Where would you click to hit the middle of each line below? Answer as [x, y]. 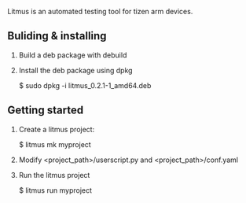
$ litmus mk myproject [55, 144]
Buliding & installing [57, 36]
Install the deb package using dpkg [75, 70]
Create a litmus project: [57, 129]
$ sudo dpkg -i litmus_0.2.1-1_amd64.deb [85, 85]
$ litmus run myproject [55, 190]
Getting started [46, 111]
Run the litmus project [54, 175]
